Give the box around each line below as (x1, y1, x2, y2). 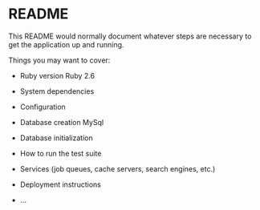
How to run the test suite (19, 148, 102, 158)
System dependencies (19, 86, 95, 96)
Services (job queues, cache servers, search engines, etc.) (19, 164, 216, 173)
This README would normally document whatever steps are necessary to (8, 31, 252, 41)
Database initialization (19, 133, 94, 143)
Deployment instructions (19, 180, 102, 189)
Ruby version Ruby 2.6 (19, 71, 95, 80)
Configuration (19, 102, 66, 111)
